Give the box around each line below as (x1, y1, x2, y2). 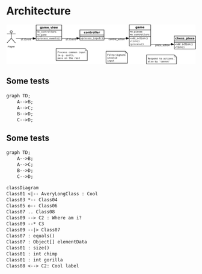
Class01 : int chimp (6, 251, 58, 257)
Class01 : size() (6, 245, 50, 251)
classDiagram (6, 185, 39, 191)
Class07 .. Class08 (6, 209, 55, 215)
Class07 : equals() (6, 233, 55, 239)
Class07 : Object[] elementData (6, 239, 87, 245)
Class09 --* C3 (6, 221, 44, 227)
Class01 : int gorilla (6, 257, 63, 263)
